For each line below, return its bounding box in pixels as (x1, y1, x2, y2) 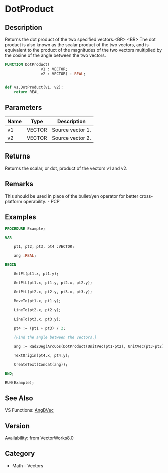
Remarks (5, 180, 34, 188)
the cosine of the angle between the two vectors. (5, 52, 106, 58)
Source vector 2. (52, 135, 91, 142)
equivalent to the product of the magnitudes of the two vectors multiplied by (5, 47, 162, 53)
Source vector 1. (52, 126, 91, 133)
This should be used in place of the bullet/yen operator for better (5, 193, 139, 199)
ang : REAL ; (14, 253, 37, 258)
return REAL (14, 89, 39, 94)
